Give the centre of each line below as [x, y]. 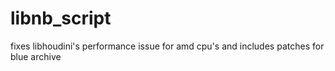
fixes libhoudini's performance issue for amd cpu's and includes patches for [167, 46]
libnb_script [61, 18]
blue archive [36, 56]
